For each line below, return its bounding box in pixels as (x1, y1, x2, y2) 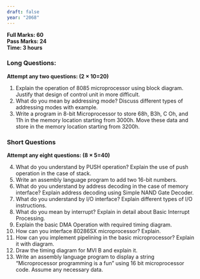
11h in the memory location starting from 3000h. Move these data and (15, 116, 189, 124)
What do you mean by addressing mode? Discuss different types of (15, 97, 183, 104)
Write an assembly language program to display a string (15, 253, 155, 260)
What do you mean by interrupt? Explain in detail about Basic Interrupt (15, 208, 190, 216)
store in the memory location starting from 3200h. (15, 123, 140, 130)
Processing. (15, 215, 46, 222)
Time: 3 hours (7, 43, 43, 51)
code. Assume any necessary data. (15, 266, 104, 274)
